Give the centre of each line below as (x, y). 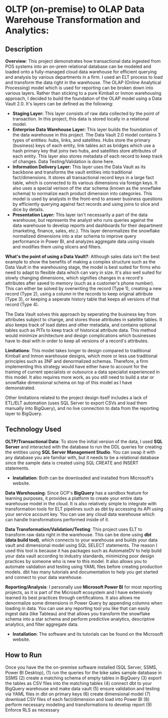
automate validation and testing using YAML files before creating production (84, 566)
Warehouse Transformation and (73, 20)
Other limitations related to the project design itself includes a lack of (76, 398)
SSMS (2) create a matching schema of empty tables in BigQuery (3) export (83, 678)
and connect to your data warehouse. (44, 577)
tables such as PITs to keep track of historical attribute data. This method (81, 330)
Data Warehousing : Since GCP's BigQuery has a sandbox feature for (77, 493)
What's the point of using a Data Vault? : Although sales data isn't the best (82, 256)
